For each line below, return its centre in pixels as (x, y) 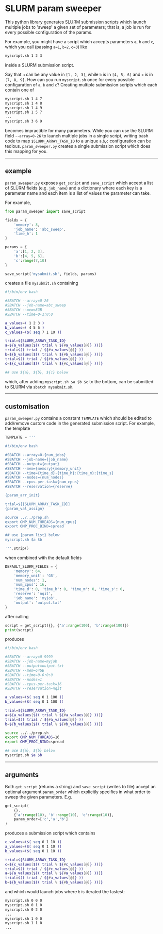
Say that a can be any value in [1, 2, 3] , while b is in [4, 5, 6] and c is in (79, 74)
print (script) (19, 630)
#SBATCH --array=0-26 (27, 301)
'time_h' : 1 (26, 234)
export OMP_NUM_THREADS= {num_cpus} (41, 522)
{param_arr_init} (23, 495)
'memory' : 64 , (28, 571)
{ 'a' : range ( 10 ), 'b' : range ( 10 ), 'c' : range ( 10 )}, (64, 815)
